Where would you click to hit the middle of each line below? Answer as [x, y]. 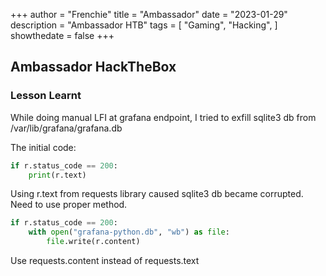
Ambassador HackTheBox [93, 67]
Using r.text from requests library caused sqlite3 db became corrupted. [157, 194]
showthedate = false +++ [62, 35]
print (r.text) [57, 175]
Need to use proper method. [69, 205]
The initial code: [43, 147]
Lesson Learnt [46, 96]
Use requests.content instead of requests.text [105, 261]
